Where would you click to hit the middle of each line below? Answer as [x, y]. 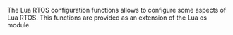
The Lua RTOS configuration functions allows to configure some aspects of [117, 10]
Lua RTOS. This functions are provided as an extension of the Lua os [107, 17]
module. [19, 25]
